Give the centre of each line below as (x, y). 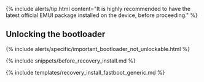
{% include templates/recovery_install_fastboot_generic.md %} (85, 72)
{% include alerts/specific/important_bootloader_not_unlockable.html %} (98, 49)
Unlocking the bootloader (56, 34)
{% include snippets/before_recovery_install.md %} (71, 61)
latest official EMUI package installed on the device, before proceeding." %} (102, 15)
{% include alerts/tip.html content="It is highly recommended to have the (98, 9)
